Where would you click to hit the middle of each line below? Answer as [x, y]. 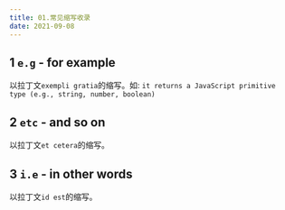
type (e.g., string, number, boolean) [82, 95]
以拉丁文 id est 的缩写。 [53, 196]
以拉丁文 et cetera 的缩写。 [60, 145]
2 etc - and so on [57, 122]
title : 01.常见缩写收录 [50, 18]
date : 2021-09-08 [42, 26]
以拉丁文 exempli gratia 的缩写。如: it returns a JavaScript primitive [142, 86]
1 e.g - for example [62, 63]
